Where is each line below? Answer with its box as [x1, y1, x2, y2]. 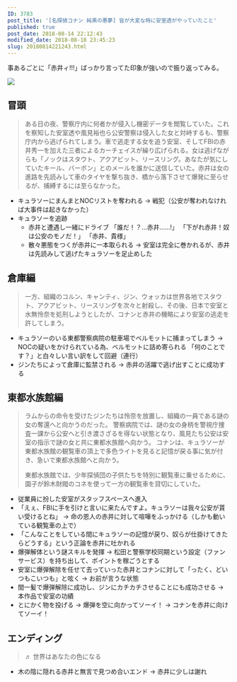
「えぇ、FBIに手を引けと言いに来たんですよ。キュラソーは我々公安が [17, 503, 219, 512]
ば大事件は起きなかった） [17, 205, 93, 213]
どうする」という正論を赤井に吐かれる [23, 539, 136, 548]
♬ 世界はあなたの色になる [24, 652, 101, 661]
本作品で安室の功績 [17, 592, 74, 601]
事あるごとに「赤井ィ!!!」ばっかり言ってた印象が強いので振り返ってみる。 [7, 64, 223, 71]
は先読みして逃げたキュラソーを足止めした [28, 249, 153, 258]
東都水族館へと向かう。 [55, 456, 123, 464]
